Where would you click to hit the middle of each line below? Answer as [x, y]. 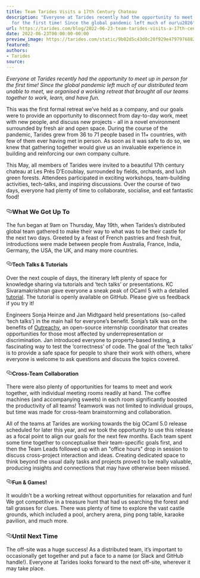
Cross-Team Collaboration [46, 374]
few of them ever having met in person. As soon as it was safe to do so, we [98, 141]
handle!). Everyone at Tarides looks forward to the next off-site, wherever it [99, 562]
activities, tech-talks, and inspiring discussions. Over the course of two [93, 184]
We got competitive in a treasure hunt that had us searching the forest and [97, 502]
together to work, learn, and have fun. [53, 97]
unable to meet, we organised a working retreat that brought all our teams [97, 91]
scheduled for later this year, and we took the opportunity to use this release [100, 430]
